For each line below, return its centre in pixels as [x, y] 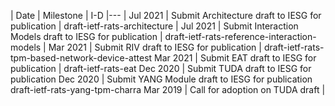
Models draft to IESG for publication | [86, 36]
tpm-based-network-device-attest [81, 58]
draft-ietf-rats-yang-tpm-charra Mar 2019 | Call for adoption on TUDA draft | [168, 89]
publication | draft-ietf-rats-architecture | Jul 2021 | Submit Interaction [154, 26]
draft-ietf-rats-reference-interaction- [240, 36]
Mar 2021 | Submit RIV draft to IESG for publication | [155, 47]
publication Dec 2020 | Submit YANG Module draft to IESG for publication [161, 79]
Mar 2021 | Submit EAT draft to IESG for [235, 58]
